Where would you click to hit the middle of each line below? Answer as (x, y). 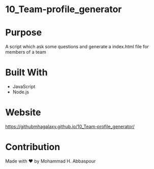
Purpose (24, 33)
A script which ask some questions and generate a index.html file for (77, 47)
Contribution (33, 147)
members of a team (26, 52)
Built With (26, 73)
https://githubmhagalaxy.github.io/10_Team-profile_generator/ (70, 126)
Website (23, 112)
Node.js (21, 92)
